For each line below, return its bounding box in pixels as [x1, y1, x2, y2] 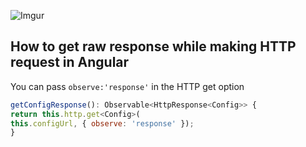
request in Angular [10, 54, 130, 71]
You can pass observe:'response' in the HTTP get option [10, 80, 245, 92]
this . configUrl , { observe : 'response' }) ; [10, 118, 195, 129]
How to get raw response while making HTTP [10, 38, 297, 55]
